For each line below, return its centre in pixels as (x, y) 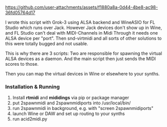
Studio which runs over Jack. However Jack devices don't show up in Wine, (83, 28)
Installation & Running (33, 86)
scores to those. (22, 64)
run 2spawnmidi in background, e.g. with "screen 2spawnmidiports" (83, 108)
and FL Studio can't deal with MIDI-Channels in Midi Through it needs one (81, 33)
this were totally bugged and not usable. (47, 44)
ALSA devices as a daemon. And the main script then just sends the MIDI (80, 59)
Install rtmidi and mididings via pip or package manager (71, 98)
